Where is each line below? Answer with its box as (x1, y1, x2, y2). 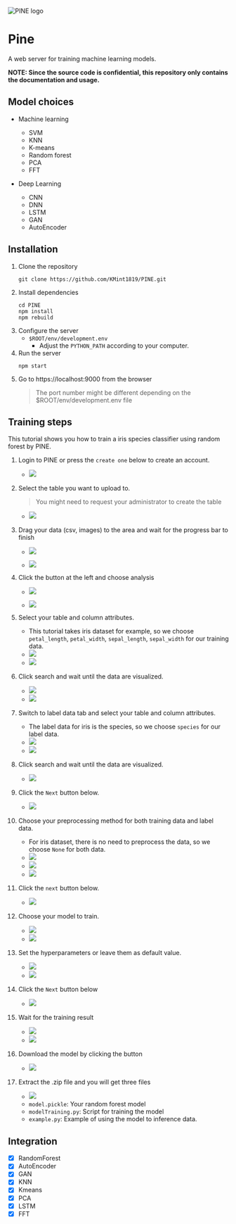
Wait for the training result (18, 1014, 94, 1022)
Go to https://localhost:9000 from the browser (18, 374, 152, 383)
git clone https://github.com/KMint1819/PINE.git (18, 275, 167, 283)
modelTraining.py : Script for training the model (28, 1107, 164, 1116)
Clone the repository (18, 262, 78, 270)
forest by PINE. (8, 442, 52, 450)
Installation (8, 244, 58, 255)
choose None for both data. (28, 845, 106, 854)
